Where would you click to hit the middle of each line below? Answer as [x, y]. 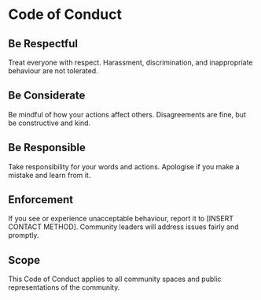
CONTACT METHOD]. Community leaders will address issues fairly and [123, 227]
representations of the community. [64, 287]
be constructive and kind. [50, 123]
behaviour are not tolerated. [53, 71]
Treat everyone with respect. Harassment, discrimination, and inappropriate [130, 62]
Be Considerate [47, 96]
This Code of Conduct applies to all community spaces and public [115, 279]
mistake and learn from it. [50, 175]
